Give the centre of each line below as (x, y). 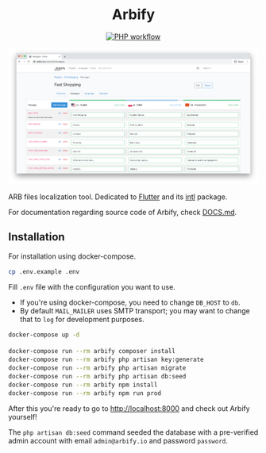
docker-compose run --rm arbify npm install (83, 385)
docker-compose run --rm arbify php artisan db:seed (97, 376)
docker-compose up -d (44, 335)
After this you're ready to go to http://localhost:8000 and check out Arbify (129, 408)
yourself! (23, 417)
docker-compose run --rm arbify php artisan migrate (97, 368)
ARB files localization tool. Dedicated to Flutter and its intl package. (118, 197)
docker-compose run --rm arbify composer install (92, 351)
